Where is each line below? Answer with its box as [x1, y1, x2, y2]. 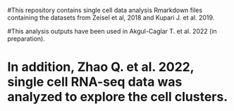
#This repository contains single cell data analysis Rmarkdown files [7, 6, 203, 14]
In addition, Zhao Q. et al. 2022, [7, 59, 195, 75]
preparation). [7, 34, 46, 43]
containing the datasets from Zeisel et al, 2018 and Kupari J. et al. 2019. [7, 13, 215, 22]
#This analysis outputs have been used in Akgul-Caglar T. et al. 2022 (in [7, 27, 217, 35]
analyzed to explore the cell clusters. [7, 89, 228, 105]
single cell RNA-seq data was [7, 74, 183, 90]
